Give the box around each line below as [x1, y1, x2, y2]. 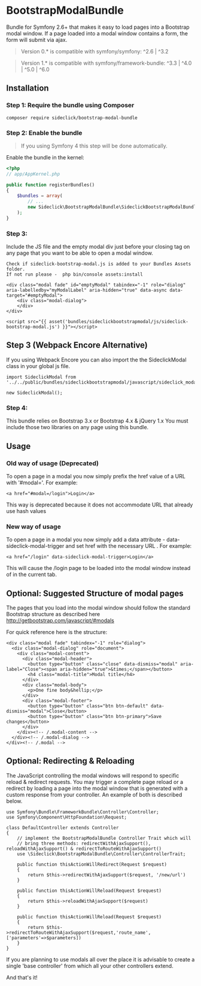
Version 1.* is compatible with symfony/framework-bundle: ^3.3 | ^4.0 [20, 59, 192, 67]
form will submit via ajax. [6, 36, 68, 43]
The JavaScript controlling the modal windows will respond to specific [6, 771, 179, 779]
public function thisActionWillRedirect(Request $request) [17, 861, 167, 867]
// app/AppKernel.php [6, 171, 60, 177]
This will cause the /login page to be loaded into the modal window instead [6, 565, 191, 572]
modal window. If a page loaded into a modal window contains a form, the [6, 29, 188, 37]
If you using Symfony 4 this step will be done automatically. [20, 142, 167, 149]
